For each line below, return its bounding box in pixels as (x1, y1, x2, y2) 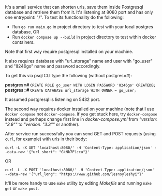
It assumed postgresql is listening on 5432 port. (5, 97, 101, 102)
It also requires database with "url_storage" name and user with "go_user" (5, 58, 153, 64)
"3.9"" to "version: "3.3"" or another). (5, 121, 80, 127)
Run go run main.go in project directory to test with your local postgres (12, 24, 153, 30)
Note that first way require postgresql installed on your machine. (5, 49, 133, 54)
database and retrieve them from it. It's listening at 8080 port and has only (5, 9, 153, 15)
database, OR (12, 29, 40, 34)
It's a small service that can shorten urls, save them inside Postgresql (5, 4, 144, 10)
